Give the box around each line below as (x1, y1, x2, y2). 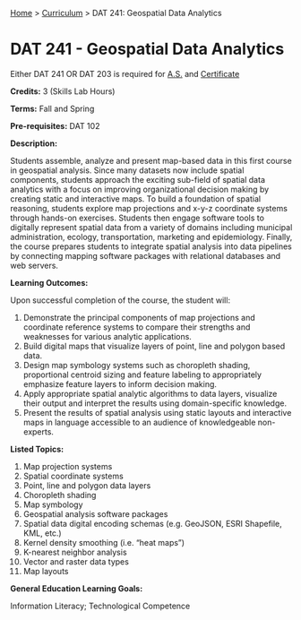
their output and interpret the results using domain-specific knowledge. (22, 398, 288, 409)
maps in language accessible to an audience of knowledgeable (22, 417, 256, 427)
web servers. (10, 260, 59, 271)
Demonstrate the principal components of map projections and (22, 312, 255, 323)
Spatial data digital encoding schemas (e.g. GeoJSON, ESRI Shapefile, (22, 518, 283, 529)
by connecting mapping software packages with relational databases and (10, 250, 281, 261)
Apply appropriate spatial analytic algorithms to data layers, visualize (22, 388, 278, 399)
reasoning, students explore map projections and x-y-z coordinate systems (10, 202, 288, 213)
